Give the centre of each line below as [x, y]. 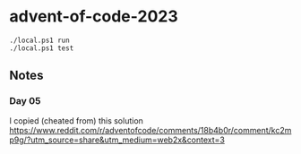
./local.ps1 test [42, 48]
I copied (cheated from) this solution [76, 120]
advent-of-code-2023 [94, 17]
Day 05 [25, 101]
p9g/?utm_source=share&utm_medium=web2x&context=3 [117, 140]
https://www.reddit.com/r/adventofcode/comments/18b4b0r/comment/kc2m [150, 130]
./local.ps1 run [39, 40]
